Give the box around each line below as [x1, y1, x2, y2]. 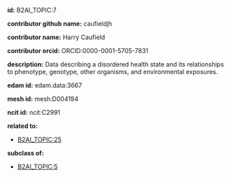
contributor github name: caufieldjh [7, 20, 112, 27]
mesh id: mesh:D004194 [7, 94, 79, 103]
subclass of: [7, 149, 44, 157]
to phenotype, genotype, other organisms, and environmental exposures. [7, 68, 218, 76]
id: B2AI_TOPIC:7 [7, 6, 57, 14]
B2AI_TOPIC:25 [17, 136, 62, 143]
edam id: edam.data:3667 [7, 81, 83, 90]
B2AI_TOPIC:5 [17, 162, 58, 171]
